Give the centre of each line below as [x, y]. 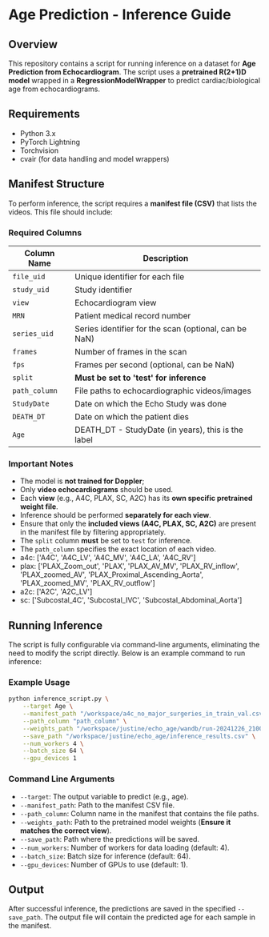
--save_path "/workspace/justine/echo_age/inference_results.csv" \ [139, 736]
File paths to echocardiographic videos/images [163, 390]
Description [166, 258]
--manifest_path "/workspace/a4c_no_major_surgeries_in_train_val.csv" [145, 714]
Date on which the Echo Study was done [151, 403]
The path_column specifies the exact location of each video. [118, 549]
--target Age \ [48, 707]
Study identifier [104, 290]
